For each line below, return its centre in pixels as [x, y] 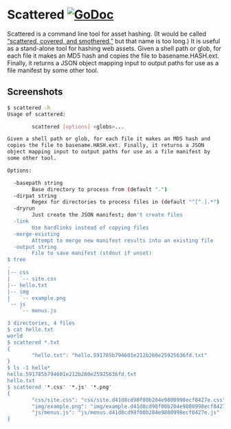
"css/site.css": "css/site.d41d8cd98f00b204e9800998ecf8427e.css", [130, 400]
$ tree [16, 260]
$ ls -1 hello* [29, 368]
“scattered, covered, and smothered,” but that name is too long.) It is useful [114, 41]
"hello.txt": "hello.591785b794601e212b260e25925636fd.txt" [120, 355]
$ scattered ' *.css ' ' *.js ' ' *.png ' [59, 387]
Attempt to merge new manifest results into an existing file [123, 241]
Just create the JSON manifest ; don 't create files [108, 215]
